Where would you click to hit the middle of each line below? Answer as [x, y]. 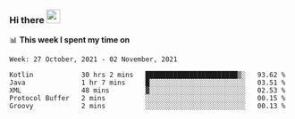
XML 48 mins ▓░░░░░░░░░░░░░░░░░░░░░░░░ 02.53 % [147, 91]
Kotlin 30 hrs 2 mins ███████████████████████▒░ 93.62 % [147, 75]
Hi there [27, 20]
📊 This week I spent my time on [70, 40]
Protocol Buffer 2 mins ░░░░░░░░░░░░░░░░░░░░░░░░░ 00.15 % [147, 99]
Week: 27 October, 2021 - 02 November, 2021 [93, 59]
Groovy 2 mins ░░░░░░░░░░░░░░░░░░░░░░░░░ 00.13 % [147, 107]
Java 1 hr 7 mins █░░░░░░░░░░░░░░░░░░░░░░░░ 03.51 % [147, 83]
